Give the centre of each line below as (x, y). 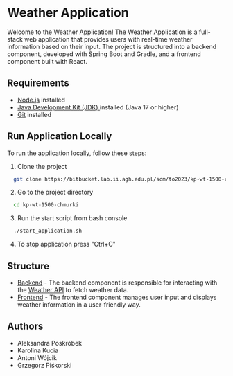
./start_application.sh (48, 231)
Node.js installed (41, 100)
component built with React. (48, 61)
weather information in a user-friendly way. (79, 305)
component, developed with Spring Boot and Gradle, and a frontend (104, 54)
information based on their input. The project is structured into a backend (112, 46)
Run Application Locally (60, 136)
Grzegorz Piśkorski (44, 365)
